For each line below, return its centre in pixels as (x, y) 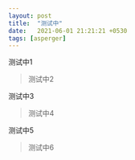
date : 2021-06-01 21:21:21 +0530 (68, 31)
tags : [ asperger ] (37, 38)
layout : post (30, 16)
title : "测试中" (35, 23)
